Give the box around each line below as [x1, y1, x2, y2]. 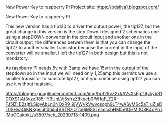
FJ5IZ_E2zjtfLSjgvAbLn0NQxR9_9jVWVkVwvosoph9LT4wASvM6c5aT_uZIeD [5, 101, 163, 107]
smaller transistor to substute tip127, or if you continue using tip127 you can [5, 76, 160, 81]
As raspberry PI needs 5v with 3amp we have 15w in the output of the [5, 65, 149, 71]
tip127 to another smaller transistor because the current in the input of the [5, 45, 157, 50]
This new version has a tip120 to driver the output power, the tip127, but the [5, 23, 160, 29]
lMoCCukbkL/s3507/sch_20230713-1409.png [5, 112, 99, 118]
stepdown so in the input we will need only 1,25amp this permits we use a [5, 70, 157, 76]
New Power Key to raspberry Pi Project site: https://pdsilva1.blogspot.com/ [5, 4, 159, 10]
